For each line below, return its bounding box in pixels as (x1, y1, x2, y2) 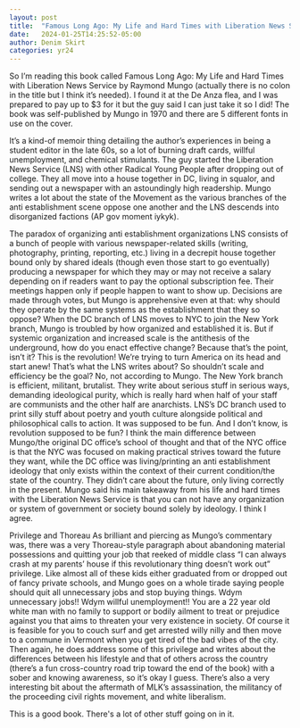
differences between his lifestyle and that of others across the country (9, 653, 269, 665)
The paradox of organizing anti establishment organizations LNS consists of (9, 228, 288, 239)
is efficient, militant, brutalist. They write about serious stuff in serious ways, (9, 380, 290, 391)
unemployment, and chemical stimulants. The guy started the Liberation (9, 154, 274, 165)
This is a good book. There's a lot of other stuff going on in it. (9, 708, 235, 719)
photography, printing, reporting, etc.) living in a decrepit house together (9, 247, 277, 259)
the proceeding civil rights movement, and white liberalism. (9, 691, 227, 702)
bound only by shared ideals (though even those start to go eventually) (9, 257, 271, 268)
